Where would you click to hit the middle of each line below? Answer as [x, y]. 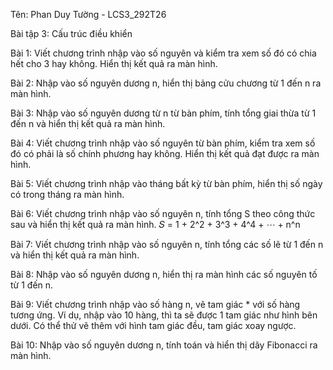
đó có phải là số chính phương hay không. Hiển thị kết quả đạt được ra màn [165, 153]
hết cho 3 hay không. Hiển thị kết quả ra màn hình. [114, 63]
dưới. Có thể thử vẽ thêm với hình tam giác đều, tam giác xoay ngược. [153, 325]
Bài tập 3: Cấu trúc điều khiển [71, 33]
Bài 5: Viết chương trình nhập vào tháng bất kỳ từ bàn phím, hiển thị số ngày [166, 183]
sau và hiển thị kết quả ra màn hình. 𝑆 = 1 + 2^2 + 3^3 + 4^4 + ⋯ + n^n [155, 224]
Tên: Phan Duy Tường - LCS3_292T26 [88, 14]
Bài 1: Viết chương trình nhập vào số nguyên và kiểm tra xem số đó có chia [163, 53]
